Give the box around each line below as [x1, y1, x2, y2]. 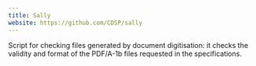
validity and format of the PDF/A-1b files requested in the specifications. [8, 49, 243, 58]
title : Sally [8, 11, 51, 20]
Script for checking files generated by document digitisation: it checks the [8, 40, 249, 49]
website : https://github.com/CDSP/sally [8, 19, 143, 27]
